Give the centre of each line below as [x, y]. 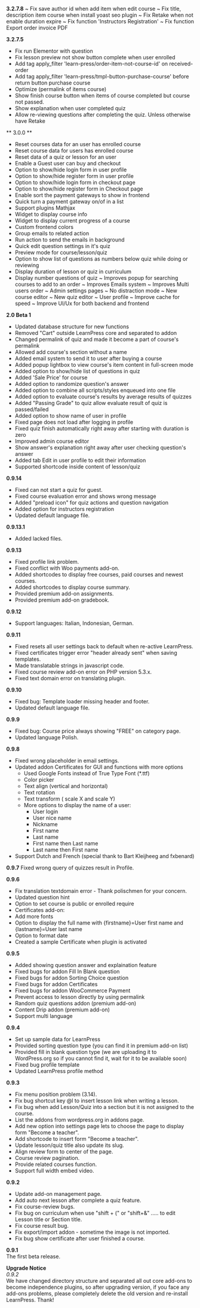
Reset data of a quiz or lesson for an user [66, 157]
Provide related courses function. [56, 1164]
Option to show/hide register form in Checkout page [79, 189]
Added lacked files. [39, 538]
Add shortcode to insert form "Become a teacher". [77, 1139]
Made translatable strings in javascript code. [69, 665]
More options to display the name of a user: [77, 805]
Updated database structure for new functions [72, 327]
